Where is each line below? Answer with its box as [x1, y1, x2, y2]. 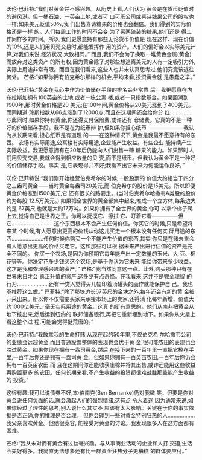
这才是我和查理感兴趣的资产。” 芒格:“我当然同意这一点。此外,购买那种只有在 [6, 265, 192, 272]
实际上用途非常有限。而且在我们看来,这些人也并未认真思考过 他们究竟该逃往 [6, 66, 194, 73]
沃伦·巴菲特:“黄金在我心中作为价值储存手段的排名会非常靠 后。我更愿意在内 [6, 86, 193, 93]
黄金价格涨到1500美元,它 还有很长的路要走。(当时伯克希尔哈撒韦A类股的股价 [6, 190, 196, 196]
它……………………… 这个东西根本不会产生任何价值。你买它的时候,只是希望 [6, 220, 188, 227]
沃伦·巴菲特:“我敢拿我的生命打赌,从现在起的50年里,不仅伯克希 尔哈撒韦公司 [6, 331, 192, 338]
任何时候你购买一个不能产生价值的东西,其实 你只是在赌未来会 [43, 235, 195, 242]
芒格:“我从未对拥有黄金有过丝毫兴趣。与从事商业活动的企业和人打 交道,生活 [6, 440, 193, 447]
